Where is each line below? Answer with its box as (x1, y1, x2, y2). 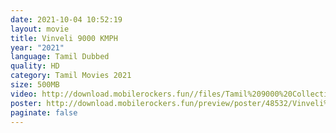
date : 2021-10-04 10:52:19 (10, 14, 123, 25)
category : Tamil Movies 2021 (10, 71, 132, 81)
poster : (10, 98, 43, 108)
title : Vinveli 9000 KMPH (10, 33, 118, 43)
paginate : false (10, 107, 78, 118)
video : (10, 89, 38, 99)
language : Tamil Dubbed (10, 52, 110, 62)
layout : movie (10, 24, 70, 34)
